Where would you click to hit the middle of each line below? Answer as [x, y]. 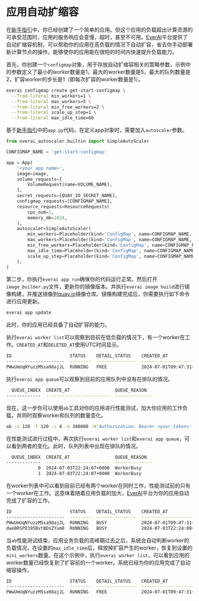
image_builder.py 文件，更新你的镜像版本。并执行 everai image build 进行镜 [98, 287]
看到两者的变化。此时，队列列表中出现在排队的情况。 [76, 446]
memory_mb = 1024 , [47, 218]
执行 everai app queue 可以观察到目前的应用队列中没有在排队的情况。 [90, 379]
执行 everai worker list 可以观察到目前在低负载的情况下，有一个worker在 [96, 338]
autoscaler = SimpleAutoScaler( [54, 229]
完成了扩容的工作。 [30, 500]
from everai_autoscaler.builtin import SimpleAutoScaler [78, 142]
